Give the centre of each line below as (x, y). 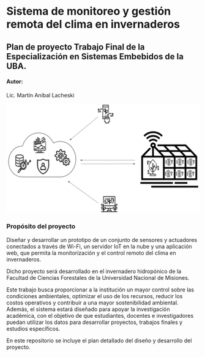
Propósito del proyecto (41, 227)
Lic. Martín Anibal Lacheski (40, 95)
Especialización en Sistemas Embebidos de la (95, 56)
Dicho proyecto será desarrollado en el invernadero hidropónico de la (94, 271)
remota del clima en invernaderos (93, 24)
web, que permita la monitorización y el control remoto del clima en (91, 253)
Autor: (15, 81)
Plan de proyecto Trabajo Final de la (76, 47)
